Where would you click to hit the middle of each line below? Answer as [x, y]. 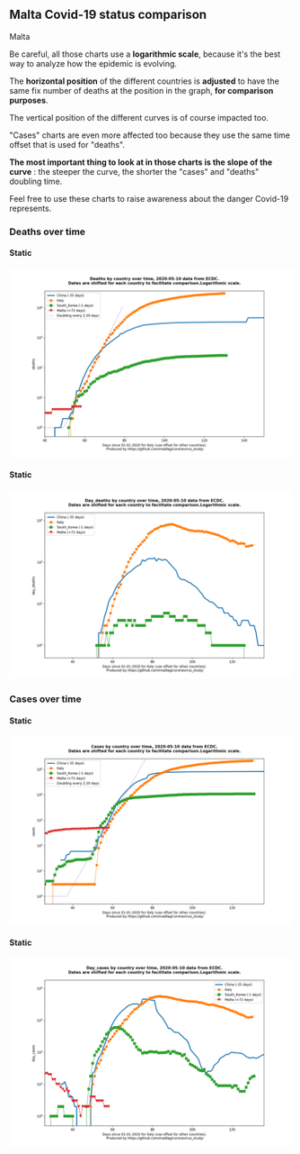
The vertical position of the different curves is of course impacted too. [139, 117]
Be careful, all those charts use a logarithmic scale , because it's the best [145, 54]
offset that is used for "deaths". [67, 144]
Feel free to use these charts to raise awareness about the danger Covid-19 [149, 198]
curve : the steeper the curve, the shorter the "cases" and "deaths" [134, 171]
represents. [31, 208]
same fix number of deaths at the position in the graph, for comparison [141, 90]
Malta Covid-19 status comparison [108, 15]
